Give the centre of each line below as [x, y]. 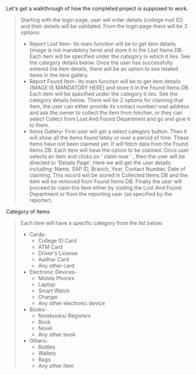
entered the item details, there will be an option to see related [104, 69]
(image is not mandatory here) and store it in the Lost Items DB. [106, 50]
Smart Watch [54, 291]
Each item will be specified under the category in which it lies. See [110, 56]
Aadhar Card [54, 259]
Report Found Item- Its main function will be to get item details [105, 81]
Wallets [47, 353]
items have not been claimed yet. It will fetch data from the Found [109, 144]
